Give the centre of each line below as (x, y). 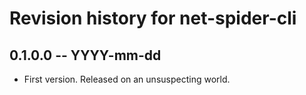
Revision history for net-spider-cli (153, 18)
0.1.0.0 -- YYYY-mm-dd (85, 55)
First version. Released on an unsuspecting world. (127, 79)
